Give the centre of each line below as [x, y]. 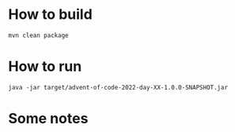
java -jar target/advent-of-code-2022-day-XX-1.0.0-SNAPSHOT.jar [118, 87]
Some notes [48, 119]
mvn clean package [38, 35]
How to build [50, 15]
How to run [45, 66]
